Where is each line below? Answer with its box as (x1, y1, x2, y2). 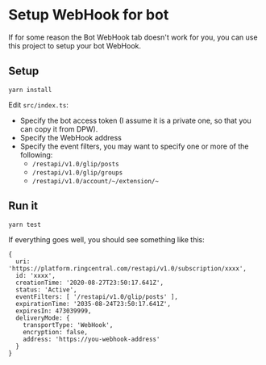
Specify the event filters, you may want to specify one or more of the (19, 141, 249, 151)
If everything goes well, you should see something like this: (8, 234, 205, 244)
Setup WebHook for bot (8, 6, 169, 24)
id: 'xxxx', (15, 271, 56, 279)
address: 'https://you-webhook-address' (23, 335, 160, 343)
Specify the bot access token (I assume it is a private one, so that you (19, 115, 251, 125)
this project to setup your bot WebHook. (8, 40, 142, 50)
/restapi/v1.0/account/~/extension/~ (31, 177, 160, 185)
